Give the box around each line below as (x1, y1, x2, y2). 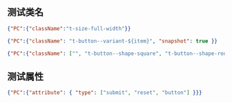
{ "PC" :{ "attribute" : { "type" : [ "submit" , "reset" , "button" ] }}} (7, 89, 202, 96)
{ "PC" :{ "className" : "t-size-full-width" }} (7, 25, 131, 32)
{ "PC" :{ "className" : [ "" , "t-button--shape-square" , (7, 50, 162, 57)
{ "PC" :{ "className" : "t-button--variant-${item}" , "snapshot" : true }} (7, 37, 217, 45)
